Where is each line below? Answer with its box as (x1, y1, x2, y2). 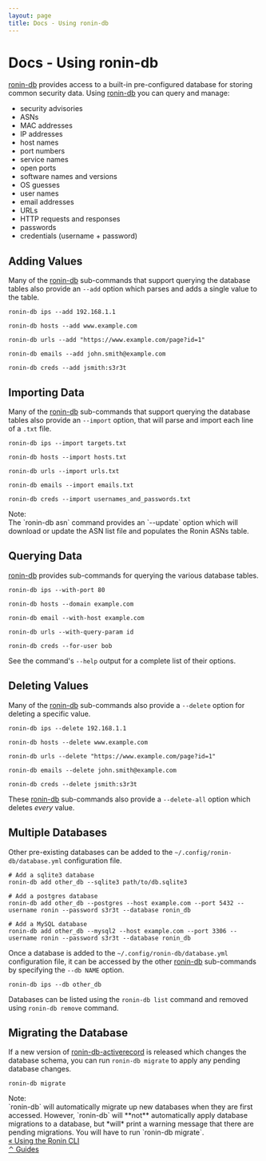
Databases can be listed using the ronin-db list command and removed (8, 994, 249, 1004)
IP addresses (19, 129, 63, 139)
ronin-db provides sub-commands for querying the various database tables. (8, 571, 259, 580)
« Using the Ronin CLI (8, 1136, 80, 1146)
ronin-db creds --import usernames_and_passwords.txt (8, 495, 192, 503)
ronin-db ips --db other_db (8, 980, 102, 988)
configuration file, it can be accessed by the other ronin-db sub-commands (8, 956, 257, 966)
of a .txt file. (8, 424, 52, 434)
